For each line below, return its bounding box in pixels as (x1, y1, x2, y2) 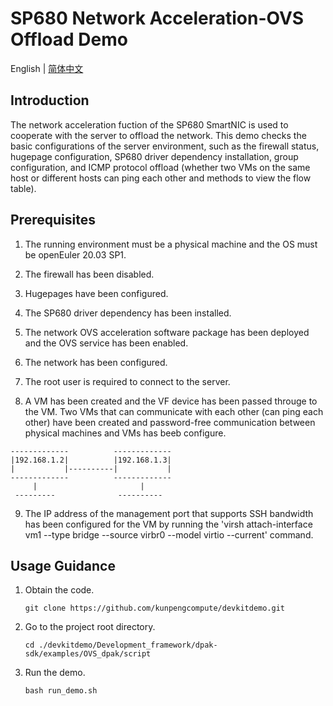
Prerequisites (10, 212, 96, 229)
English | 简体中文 (10, 62, 84, 74)
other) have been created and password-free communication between (24, 416, 316, 428)
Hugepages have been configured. (24, 287, 169, 299)
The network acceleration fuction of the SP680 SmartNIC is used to (10, 118, 289, 131)
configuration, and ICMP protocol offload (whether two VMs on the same (10, 161, 311, 173)
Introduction (10, 92, 90, 109)
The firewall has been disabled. (24, 268, 155, 280)
